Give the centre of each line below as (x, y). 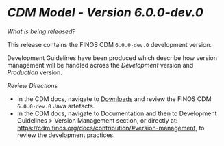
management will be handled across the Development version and (100, 65)
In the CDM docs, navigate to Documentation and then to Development (117, 113)
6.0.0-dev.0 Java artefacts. (56, 106)
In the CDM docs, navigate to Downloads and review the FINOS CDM (114, 99)
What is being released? (41, 31)
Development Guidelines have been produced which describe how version (112, 58)
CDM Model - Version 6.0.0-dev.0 (105, 13)
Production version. (35, 72)
